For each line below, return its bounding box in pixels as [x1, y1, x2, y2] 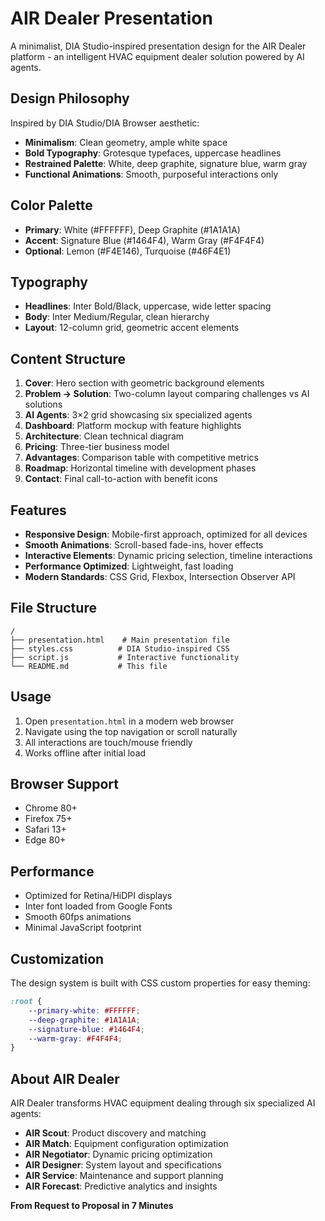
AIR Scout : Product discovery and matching [24, 1127, 207, 1139]
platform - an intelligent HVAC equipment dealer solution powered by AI [10, 50, 305, 62]
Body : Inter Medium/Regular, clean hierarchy [24, 311, 210, 323]
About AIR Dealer [10, 1070, 120, 1087]
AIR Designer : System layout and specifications [24, 1159, 222, 1171]
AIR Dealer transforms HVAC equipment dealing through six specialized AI [10, 1097, 316, 1109]
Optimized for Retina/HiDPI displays [24, 890, 173, 902]
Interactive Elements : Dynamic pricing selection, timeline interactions [24, 550, 313, 561]
